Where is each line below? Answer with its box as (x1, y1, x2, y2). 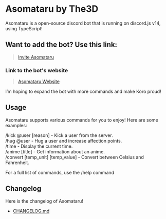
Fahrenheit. (5, 160, 29, 166)
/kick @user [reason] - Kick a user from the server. (5, 132, 113, 138)
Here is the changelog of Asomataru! (5, 198, 84, 204)
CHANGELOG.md (12, 208, 50, 214)
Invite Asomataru (17, 54, 54, 60)
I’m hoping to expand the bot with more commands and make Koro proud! (5, 88, 161, 95)
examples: (5, 122, 27, 128)
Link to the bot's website (5, 67, 68, 74)
